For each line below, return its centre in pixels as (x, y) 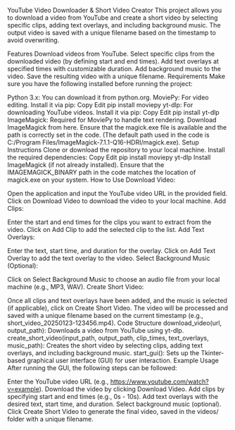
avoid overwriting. (33, 40)
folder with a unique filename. (50, 419)
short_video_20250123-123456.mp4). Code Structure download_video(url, (115, 323)
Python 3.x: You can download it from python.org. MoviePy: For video (108, 97)
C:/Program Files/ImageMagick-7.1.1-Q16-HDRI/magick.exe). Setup (103, 142)
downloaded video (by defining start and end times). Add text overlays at (113, 61)
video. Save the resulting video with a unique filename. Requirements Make (116, 76)
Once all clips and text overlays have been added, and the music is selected (117, 300)
